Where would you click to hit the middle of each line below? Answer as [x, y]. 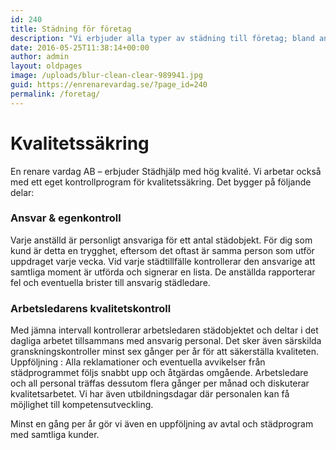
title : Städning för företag [71, 29]
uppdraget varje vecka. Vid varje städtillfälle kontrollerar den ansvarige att [163, 261]
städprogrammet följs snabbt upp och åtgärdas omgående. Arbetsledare [159, 373]
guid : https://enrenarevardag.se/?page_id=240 [109, 85]
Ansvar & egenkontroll [66, 218]
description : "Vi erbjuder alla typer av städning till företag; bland [162, 38]
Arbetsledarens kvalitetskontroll [91, 308]
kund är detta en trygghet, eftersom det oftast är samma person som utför [162, 250]
